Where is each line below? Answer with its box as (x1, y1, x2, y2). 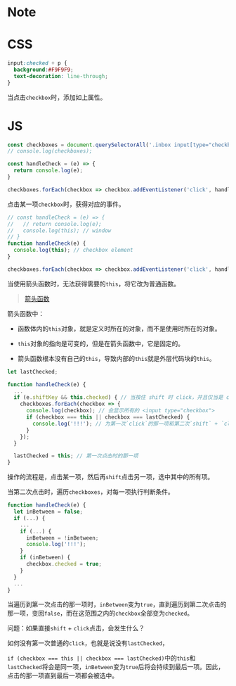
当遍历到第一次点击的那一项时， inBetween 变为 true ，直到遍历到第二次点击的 (7, 600, 227, 609)
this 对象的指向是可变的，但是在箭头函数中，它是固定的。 (17, 339, 185, 348)
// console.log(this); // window (7, 227, 112, 234)
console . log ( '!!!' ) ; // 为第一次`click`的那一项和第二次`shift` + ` (32, 420, 225, 427)
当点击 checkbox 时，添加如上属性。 (7, 93, 107, 101)
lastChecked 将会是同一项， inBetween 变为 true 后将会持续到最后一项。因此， (7, 663, 225, 671)
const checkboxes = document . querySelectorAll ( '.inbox (7, 141, 171, 148)
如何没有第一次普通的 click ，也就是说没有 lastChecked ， (7, 639, 169, 647)
